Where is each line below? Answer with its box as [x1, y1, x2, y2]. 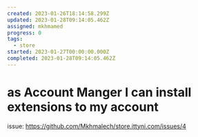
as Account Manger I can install [7, 84, 192, 100]
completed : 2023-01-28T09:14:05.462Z [7, 55, 116, 62]
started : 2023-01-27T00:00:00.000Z [7, 49, 110, 56]
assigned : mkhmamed [7, 23, 63, 30]
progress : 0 [7, 29, 41, 36]
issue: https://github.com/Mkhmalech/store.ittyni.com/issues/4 [7, 122, 186, 130]
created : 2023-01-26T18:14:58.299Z [7, 10, 110, 17]
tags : [7, 36, 23, 43]
